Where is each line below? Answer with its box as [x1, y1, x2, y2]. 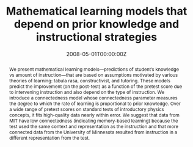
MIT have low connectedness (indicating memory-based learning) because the [9, 117, 178, 124]
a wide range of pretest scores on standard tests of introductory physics [9, 106, 164, 112]
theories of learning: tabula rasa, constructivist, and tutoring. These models [9, 77, 171, 84]
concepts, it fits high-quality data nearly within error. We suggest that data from [9, 112, 180, 118]
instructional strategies [35, 30, 158, 44]
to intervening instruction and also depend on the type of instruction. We [9, 88, 165, 95]
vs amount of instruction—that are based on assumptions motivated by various [9, 71, 178, 78]
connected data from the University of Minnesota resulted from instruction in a [9, 129, 178, 135]
